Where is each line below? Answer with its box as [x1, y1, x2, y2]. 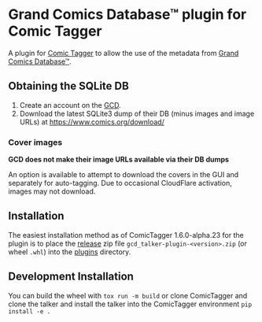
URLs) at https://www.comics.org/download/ [19, 117, 165, 127]
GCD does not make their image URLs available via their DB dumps [8, 155, 230, 165]
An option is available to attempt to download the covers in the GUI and [8, 170, 239, 180]
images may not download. [8, 187, 96, 196]
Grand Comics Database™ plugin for [8, 6, 247, 24]
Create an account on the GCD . [19, 100, 121, 109]
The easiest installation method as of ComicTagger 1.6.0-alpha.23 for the [8, 230, 244, 239]
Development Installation [8, 270, 134, 283]
